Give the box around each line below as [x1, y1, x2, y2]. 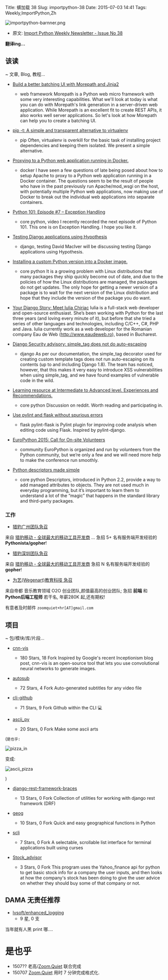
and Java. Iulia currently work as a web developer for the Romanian [12, 326, 152, 332]
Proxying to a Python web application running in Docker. [12, 157, 129, 163]
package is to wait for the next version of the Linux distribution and [20, 289, 159, 295]
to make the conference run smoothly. [20, 457, 99, 463]
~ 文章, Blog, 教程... [5, 71, 45, 77]
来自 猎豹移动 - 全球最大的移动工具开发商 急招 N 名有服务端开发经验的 [5, 561, 150, 567]
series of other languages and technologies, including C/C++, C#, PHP [12, 320, 159, 326]
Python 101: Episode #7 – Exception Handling [12, 209, 105, 215]
